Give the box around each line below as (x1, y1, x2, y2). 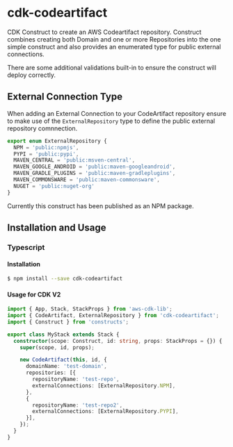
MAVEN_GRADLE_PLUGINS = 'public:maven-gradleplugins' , (13, 170, 176, 177)
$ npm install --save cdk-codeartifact (7, 276, 123, 282)
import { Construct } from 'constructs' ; (7, 318, 129, 326)
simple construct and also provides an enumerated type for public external (7, 42, 221, 51)
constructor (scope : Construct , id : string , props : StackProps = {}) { (13, 337, 223, 344)
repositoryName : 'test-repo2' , (32, 401, 123, 409)
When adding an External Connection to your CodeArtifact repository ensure (7, 109, 227, 117)
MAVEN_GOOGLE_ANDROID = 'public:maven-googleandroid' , (13, 163, 176, 171)
